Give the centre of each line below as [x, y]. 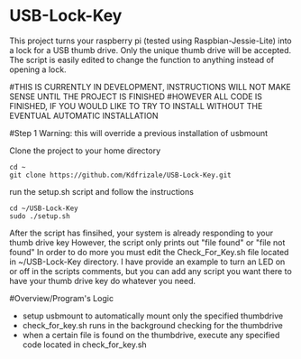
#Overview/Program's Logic [62, 298]
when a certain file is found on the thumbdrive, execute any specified [151, 335]
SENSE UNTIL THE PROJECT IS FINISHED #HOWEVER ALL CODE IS [136, 97]
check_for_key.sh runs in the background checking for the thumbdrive [153, 325]
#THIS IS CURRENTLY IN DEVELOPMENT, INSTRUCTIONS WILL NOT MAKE [150, 87]
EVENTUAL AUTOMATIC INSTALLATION [84, 115]
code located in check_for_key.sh [84, 345]
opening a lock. [38, 69]
